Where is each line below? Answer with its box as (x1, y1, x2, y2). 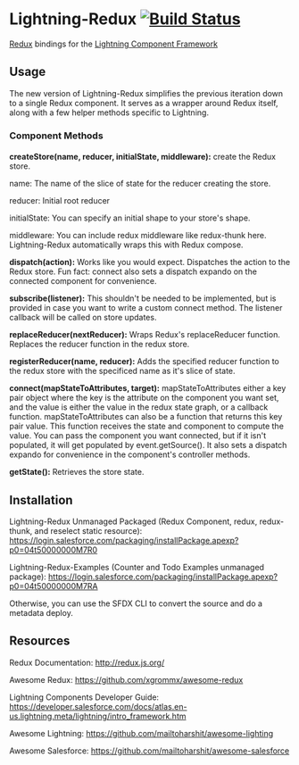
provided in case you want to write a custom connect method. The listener (9, 303, 283, 313)
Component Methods (9, 129, 104, 142)
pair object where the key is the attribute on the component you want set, (9, 393, 279, 403)
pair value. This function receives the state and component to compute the (9, 420, 284, 432)
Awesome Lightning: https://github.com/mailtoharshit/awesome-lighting (9, 728, 274, 738)
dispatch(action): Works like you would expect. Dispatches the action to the (9, 257, 291, 268)
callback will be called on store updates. (9, 312, 157, 323)
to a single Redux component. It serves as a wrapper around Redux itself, (9, 97, 278, 108)
